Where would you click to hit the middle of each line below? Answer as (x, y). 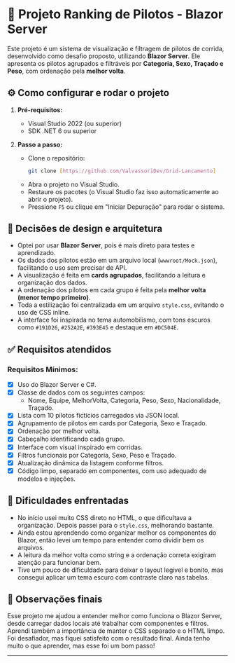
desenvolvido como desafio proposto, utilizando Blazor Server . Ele (104, 56)
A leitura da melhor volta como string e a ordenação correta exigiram (117, 555)
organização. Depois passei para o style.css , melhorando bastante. (116, 525)
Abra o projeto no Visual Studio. (74, 184)
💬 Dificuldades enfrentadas (68, 501)
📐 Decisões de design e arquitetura (85, 229)
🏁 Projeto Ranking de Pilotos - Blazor (115, 14)
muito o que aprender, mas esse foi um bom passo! (81, 646)
